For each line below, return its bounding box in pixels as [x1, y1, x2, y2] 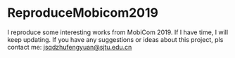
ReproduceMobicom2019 [7, 5, 158, 21]
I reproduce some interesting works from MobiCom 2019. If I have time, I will [7, 28, 229, 36]
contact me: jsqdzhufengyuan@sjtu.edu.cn [7, 43, 132, 51]
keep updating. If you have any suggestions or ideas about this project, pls [7, 35, 224, 43]
